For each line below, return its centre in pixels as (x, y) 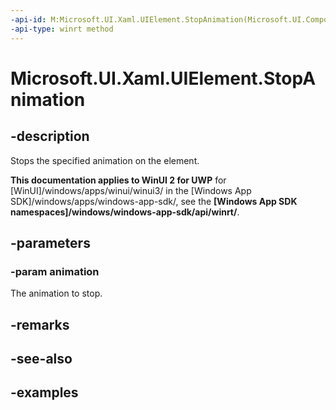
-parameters (50, 242)
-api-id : (28, 19)
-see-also (41, 358)
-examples (44, 392)
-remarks (40, 324)
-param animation (55, 271)
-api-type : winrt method (62, 29)
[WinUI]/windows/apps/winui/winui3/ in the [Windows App (131, 190)
